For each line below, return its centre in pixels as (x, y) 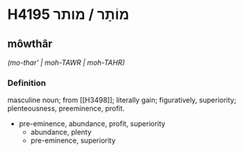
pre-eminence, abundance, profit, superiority (92, 124)
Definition (27, 83)
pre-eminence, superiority (73, 140)
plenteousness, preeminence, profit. (66, 109)
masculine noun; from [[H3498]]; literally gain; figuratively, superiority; (122, 100)
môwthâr (30, 44)
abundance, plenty (61, 132)
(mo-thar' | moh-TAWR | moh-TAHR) (66, 62)
